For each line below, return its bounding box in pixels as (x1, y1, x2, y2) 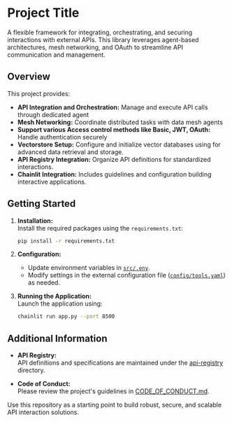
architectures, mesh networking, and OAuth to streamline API (7, 43, 184, 51)
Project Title (7, 5, 80, 21)
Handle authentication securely (17, 132, 108, 141)
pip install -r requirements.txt (17, 237, 115, 245)
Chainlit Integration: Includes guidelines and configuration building (17, 170, 212, 178)
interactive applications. (17, 177, 87, 186)
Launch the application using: (17, 299, 103, 308)
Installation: (17, 216, 54, 225)
